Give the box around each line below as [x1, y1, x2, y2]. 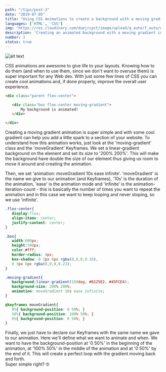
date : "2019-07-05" [5, 12, 45, 17]
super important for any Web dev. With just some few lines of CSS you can [5, 73, 157, 79]
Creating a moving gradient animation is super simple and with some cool [5, 129, 155, 135]
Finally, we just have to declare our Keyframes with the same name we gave [5, 330, 160, 336]
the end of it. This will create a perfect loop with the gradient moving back [5, 351, 156, 357]
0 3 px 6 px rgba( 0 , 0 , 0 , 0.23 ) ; [11, 261, 72, 266]
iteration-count [5, 186, 36, 192]
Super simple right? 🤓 [5, 361, 49, 367]
